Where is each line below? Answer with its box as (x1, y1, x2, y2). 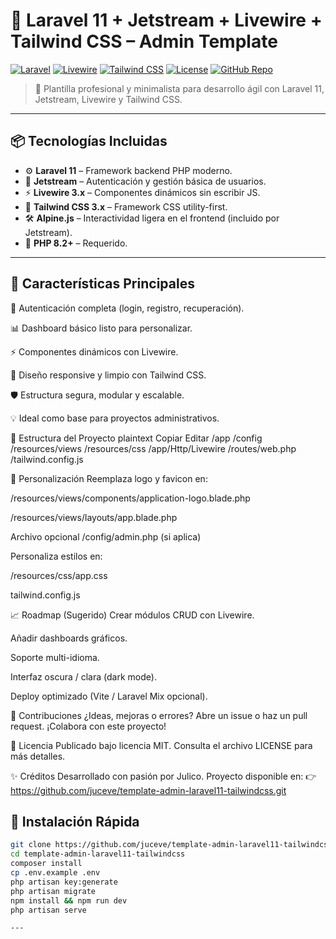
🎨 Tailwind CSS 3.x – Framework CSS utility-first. (24, 200, 228, 213)
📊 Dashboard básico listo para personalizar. (10, 322, 193, 334)
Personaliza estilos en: (10, 550, 103, 562)
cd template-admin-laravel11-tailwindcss (10, 849, 186, 859)
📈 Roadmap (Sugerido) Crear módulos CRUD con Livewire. (10, 609, 255, 621)
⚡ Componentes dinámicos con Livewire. (10, 345, 179, 358)
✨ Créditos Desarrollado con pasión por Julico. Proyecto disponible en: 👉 (10, 770, 317, 782)
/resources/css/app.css (10, 569, 108, 581)
